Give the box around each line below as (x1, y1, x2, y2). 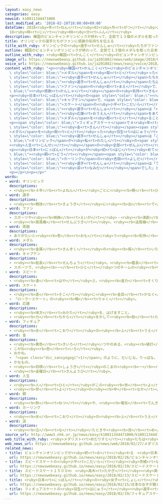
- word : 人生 (5, 373, 30, 378)
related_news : (5, 446, 34, 450)
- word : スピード (5, 270, 37, 274)
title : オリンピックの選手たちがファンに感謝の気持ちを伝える (5, 39, 114, 44)
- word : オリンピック (5, 179, 45, 184)
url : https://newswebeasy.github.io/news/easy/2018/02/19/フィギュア (9, 491, 149, 496)
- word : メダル (5, 238, 33, 243)
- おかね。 (9, 351, 29, 356)
